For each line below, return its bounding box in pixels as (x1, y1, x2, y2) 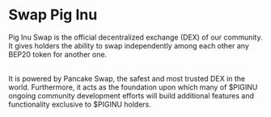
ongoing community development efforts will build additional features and (8, 90, 255, 100)
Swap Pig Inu (8, 6, 98, 24)
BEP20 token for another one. (8, 49, 108, 59)
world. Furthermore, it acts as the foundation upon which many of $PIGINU (8, 82, 258, 92)
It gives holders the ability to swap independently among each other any (8, 40, 249, 50)
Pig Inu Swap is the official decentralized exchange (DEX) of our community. (8, 32, 263, 42)
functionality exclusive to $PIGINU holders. (8, 99, 152, 109)
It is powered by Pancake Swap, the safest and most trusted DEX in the (8, 73, 245, 83)
